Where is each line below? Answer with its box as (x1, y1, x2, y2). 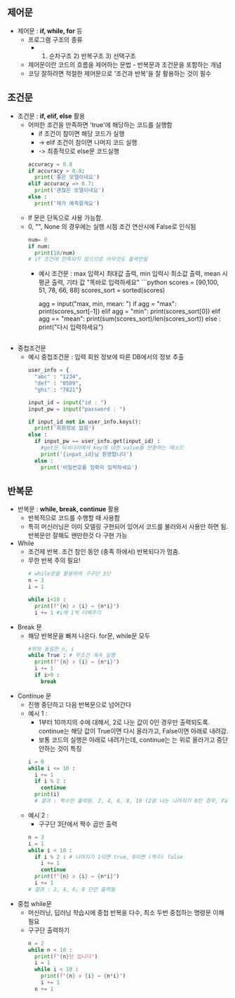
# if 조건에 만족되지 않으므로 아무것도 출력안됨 (27, 255, 148, 263)
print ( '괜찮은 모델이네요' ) (34, 187, 105, 194)
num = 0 (27, 236, 48, 244)
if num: (27, 243, 51, 250)
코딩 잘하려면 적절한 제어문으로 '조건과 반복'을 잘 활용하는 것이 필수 (27, 69, 212, 77)
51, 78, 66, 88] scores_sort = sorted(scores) (38, 286, 166, 295)
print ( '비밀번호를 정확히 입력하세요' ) (41, 464, 138, 471)
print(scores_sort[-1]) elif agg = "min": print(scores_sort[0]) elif (38, 307, 221, 316)
